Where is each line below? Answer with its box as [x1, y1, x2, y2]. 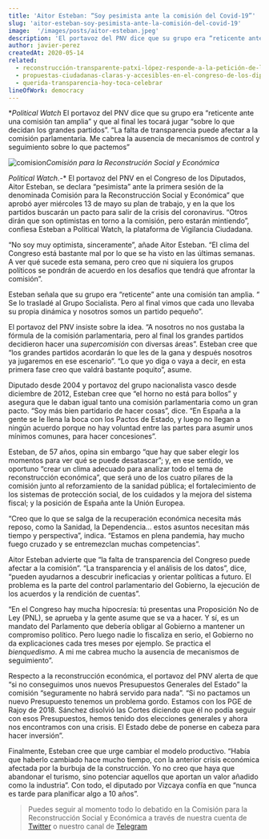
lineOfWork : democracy [8, 86, 84, 95]
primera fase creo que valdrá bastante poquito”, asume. [8, 365, 192, 375]
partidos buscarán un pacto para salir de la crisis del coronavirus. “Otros [8, 208, 248, 217]
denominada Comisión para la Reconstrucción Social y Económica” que [8, 190, 244, 201]
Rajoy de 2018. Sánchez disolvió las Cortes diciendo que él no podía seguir [8, 705, 256, 715]
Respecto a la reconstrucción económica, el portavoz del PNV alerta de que [8, 671, 259, 681]
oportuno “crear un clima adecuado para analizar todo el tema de [8, 464, 224, 474]
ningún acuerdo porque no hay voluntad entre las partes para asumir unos [8, 423, 254, 433]
